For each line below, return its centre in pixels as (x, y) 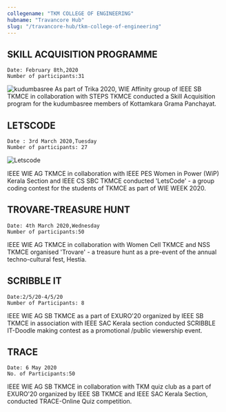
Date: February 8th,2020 (43, 70)
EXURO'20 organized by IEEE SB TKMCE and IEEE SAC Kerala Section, (107, 394)
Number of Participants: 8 (46, 303)
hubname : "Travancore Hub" (46, 20)
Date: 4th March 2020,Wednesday (53, 226)
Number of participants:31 (46, 77)
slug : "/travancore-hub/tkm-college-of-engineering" (84, 26)
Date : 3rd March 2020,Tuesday (52, 141)
